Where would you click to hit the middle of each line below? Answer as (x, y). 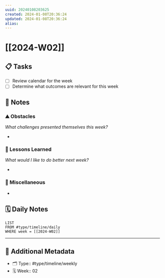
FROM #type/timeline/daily (33, 227)
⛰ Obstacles (20, 116)
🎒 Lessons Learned (28, 149)
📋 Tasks (19, 66)
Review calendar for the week (42, 81)
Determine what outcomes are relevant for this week (65, 86)
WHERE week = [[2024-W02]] (33, 232)
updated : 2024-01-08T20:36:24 (36, 19)
